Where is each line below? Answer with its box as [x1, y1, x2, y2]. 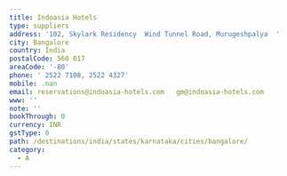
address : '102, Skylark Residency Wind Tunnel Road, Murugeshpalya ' [9, 29, 280, 38]
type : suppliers [9, 21, 69, 30]
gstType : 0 [9, 129, 50, 138]
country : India [9, 46, 66, 55]
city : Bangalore [9, 37, 69, 47]
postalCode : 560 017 [9, 54, 86, 63]
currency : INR [9, 121, 62, 130]
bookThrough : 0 [9, 112, 66, 121]
